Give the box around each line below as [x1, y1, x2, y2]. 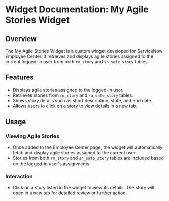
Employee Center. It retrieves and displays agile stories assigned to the [5, 53, 154, 59]
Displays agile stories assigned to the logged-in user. [12, 87, 124, 93]
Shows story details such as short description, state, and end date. [12, 97, 153, 103]
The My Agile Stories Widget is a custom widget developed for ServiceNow [5, 48, 163, 54]
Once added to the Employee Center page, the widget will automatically [12, 144, 163, 150]
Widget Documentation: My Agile [5, 4, 149, 15]
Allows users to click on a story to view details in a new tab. [12, 103, 138, 109]
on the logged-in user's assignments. [12, 160, 91, 167]
